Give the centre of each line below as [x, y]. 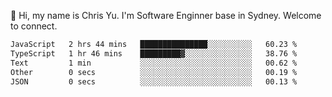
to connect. [34, 26]
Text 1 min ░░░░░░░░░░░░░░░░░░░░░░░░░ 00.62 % [154, 63]
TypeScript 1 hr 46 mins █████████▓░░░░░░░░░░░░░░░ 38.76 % [154, 53]
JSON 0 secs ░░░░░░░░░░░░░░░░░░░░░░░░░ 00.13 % [154, 81]
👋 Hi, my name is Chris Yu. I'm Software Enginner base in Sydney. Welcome [166, 15]
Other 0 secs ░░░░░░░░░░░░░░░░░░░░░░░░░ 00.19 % [154, 72]
